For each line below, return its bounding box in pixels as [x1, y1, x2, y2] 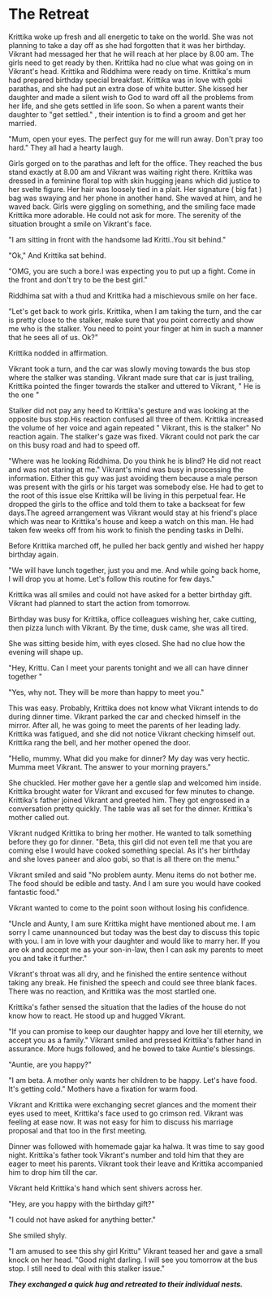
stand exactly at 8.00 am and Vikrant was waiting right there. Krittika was [8, 167, 253, 177]
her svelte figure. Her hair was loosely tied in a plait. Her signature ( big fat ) [8, 184, 262, 194]
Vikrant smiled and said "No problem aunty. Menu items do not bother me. [8, 870, 257, 880]
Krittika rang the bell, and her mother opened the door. [8, 737, 191, 747]
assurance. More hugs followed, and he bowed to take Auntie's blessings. [8, 1043, 256, 1054]
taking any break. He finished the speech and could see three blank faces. [8, 977, 257, 987]
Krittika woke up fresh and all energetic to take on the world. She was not [8, 32, 254, 41]
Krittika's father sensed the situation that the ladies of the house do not [8, 1002, 246, 1011]
